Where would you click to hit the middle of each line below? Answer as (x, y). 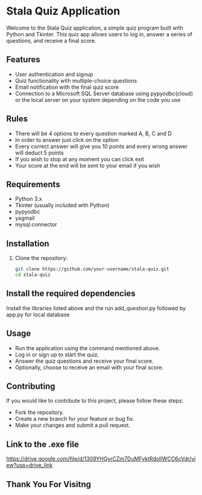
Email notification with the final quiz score (67, 87)
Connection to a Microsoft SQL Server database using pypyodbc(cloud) (104, 93)
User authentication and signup (54, 74)
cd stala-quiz (33, 275)
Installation (28, 244)
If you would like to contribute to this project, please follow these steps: (95, 401)
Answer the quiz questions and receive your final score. (84, 361)
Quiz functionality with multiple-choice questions (76, 80)
